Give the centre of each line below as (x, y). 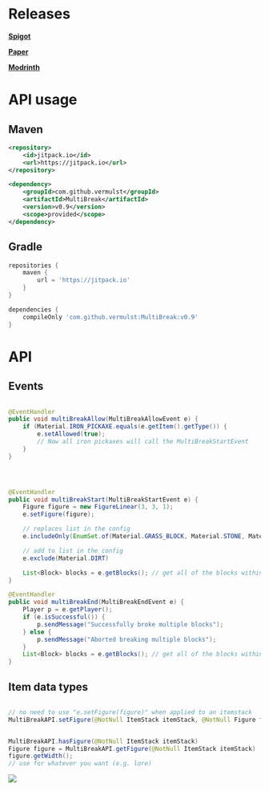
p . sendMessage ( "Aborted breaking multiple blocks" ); (127, 639)
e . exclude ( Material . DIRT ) (66, 558)
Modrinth (24, 67)
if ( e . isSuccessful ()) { (64, 617)
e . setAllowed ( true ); (71, 434)
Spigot (20, 36)
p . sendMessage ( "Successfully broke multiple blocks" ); (130, 624)
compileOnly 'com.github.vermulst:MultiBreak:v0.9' (110, 317)
